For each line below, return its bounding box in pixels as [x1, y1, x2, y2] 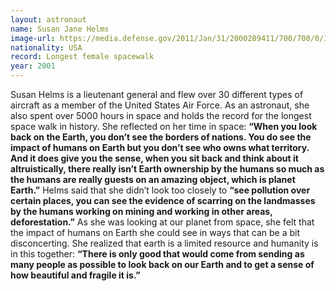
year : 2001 [10, 61, 56, 71]
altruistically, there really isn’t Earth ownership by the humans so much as [10, 163, 325, 175]
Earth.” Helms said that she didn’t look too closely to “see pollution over [10, 184, 311, 196]
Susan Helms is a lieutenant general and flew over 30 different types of [10, 89, 304, 100]
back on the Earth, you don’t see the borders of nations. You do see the [10, 131, 312, 143]
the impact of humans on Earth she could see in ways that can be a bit [10, 227, 301, 238]
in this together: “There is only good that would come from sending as [10, 248, 305, 260]
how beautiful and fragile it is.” [10, 269, 141, 281]
